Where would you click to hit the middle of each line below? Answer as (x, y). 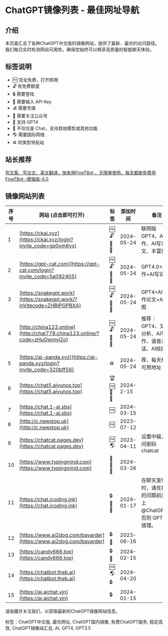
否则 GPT (152, 518)
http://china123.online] (48, 327)
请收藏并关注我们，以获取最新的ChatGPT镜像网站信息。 (63, 611)
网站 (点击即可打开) (62, 215)
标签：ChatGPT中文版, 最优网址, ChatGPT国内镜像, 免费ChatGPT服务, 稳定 (82, 622)
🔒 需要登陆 (23, 94)
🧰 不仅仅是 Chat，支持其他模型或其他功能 (55, 128)
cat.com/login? (36, 270)
